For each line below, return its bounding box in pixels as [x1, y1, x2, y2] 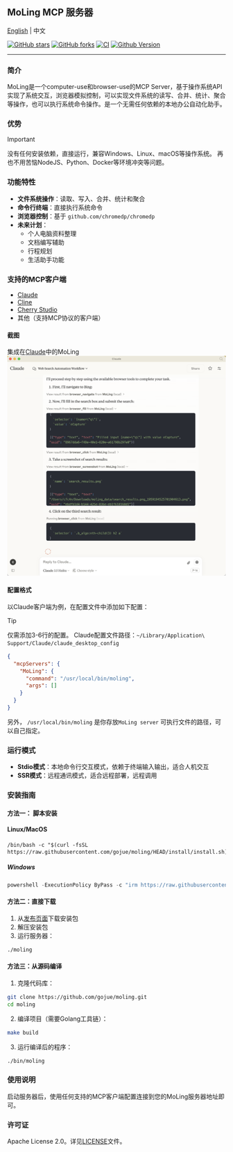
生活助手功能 [27, 255, 64, 263]
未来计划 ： [17, 220, 49, 229]
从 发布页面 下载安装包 [17, 914, 78, 923]
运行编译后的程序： [17, 1042, 73, 1051]
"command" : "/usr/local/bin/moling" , [25, 675, 135, 682]
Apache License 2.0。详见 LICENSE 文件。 [7, 1137, 126, 1146]
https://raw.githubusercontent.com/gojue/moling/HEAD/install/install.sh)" [7, 848, 231, 855]
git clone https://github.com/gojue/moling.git [7, 993, 148, 1001]
